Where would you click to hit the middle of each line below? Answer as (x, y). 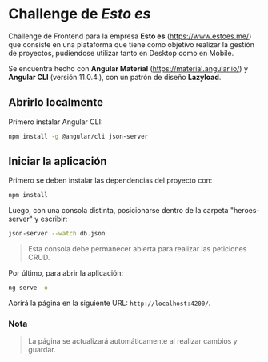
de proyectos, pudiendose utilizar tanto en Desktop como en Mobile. (121, 53)
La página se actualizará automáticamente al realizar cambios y (132, 341)
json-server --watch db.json (57, 234)
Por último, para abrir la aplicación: (66, 273)
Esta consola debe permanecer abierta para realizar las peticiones (137, 249)
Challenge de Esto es (80, 14)
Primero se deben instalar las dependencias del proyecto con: (110, 180)
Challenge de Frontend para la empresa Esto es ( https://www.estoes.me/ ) (130, 36)
